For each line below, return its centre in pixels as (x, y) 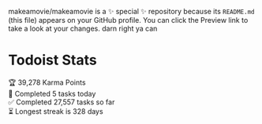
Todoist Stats (52, 60)
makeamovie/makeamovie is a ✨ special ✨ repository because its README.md (131, 11)
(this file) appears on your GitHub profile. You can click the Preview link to (128, 20)
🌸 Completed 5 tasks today (52, 93)
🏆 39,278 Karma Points (47, 82)
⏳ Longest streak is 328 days (56, 111)
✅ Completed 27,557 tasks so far (62, 102)
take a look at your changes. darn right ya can (83, 28)
